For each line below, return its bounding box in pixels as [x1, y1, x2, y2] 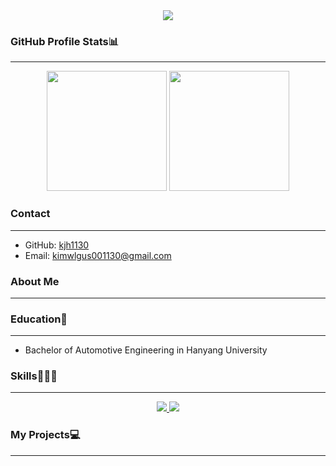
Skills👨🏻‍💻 [10, 369, 58, 383]
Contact [10, 207, 51, 221]
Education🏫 [10, 312, 68, 326]
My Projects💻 [10, 428, 81, 442]
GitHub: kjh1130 [24, 239, 90, 251]
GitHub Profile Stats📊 [10, 34, 120, 48]
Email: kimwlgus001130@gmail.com [24, 249, 172, 261]
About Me [10, 274, 60, 288]
